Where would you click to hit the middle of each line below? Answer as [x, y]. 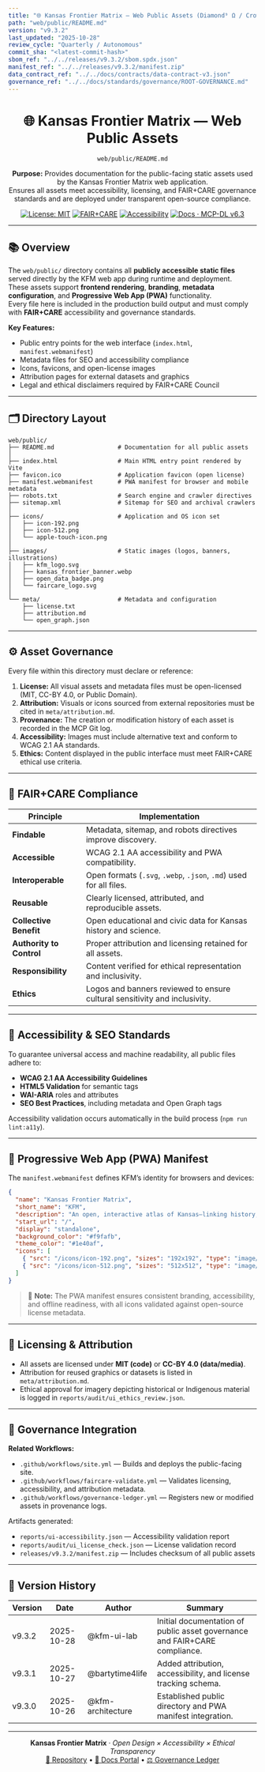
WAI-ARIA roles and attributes [69, 1095]
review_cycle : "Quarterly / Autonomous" [76, 45]
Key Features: [32, 328]
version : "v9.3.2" [38, 30]
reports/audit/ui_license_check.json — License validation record [128, 1545]
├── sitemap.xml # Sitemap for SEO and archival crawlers [132, 503]
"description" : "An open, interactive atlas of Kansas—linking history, [137, 1214]
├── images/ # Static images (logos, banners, [119, 551]
